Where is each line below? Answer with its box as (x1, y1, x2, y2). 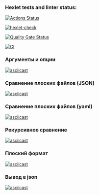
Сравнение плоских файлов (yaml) (5, 103, 93, 110)
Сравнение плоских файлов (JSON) (5, 79, 95, 86)
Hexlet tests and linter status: (5, 4, 77, 11)
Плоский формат (5, 150, 48, 157)
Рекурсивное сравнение (5, 127, 68, 133)
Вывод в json (5, 173, 38, 180)
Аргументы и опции (5, 56, 55, 63)
